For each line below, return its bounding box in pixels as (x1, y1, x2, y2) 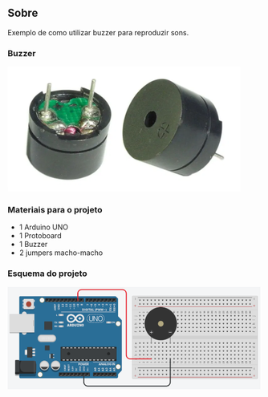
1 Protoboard (18, 231, 62, 241)
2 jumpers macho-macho (18, 248, 104, 257)
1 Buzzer (18, 240, 48, 249)
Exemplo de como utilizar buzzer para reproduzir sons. (7, 27, 189, 37)
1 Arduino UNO (18, 222, 69, 232)
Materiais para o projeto (7, 205, 103, 216)
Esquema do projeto (7, 268, 87, 279)
